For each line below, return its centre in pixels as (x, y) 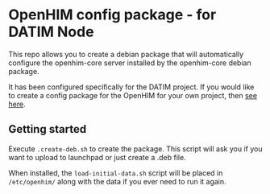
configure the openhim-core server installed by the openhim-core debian (130, 63)
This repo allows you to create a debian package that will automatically (126, 54)
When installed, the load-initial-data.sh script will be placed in (116, 173)
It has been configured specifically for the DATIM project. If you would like (131, 87)
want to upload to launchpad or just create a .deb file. (98, 157)
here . (17, 104)
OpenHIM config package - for (112, 15)
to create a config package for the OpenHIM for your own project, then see (133, 95)
